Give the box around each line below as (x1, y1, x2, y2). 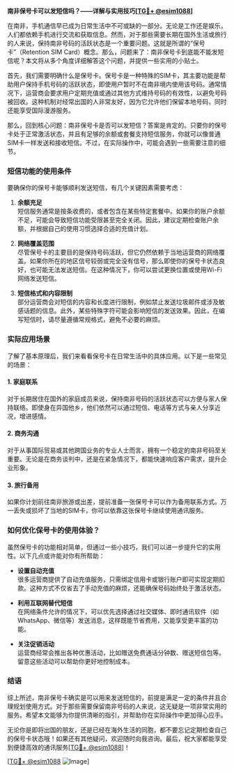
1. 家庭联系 (7, 378, 38, 386)
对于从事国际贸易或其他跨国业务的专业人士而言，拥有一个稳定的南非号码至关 (7, 446, 227, 454)
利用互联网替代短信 (17, 598, 73, 607)
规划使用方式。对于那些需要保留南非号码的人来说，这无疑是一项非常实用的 (13, 702, 227, 711)
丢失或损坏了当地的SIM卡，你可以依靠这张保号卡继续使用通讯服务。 (13, 506, 208, 515)
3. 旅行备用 (7, 481, 40, 489)
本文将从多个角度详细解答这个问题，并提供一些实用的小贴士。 (25, 57, 203, 65)
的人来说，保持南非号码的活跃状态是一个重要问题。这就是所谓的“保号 (7, 39, 205, 47)
